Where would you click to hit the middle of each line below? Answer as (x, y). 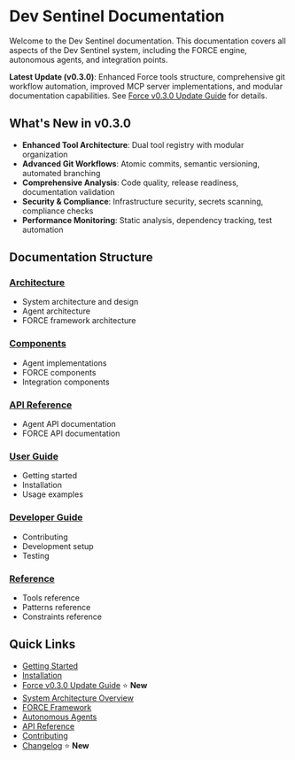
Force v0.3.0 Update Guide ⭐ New (85, 685)
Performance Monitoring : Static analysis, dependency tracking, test (147, 220)
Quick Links (43, 644)
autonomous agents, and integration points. (89, 59)
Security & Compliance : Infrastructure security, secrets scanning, (143, 201)
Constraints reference (62, 617)
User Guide (34, 456)
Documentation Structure (81, 257)
